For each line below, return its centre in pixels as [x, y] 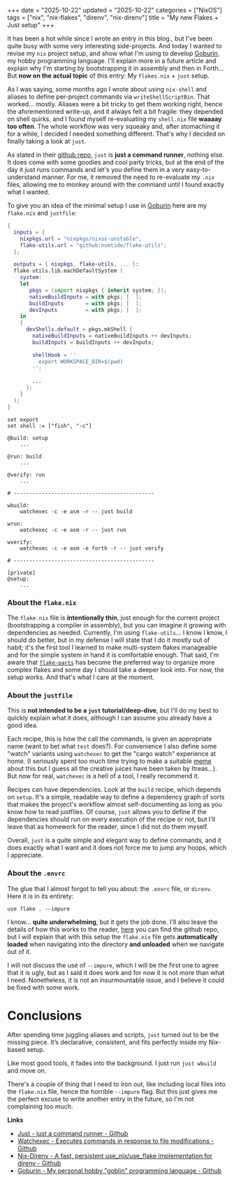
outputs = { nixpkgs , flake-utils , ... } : [76, 264]
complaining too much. [40, 1106]
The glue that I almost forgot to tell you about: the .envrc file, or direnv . [110, 888]
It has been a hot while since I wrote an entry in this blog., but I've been [110, 38]
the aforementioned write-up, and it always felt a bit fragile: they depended [115, 112]
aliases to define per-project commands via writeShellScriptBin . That [109, 97]
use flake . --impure [39, 909]
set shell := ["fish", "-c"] [50, 426]
